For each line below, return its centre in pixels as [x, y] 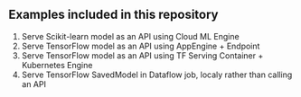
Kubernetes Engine [57, 65]
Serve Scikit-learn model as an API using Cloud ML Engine [131, 36]
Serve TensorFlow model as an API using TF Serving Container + [142, 55]
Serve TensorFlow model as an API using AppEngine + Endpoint [141, 46]
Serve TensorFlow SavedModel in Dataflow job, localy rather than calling [157, 75]
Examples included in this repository [113, 15]
